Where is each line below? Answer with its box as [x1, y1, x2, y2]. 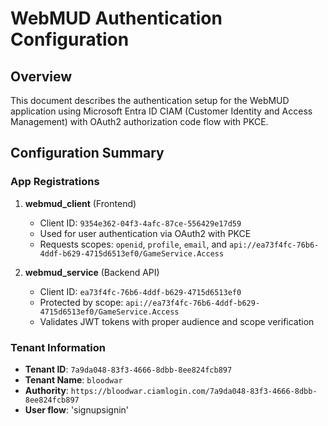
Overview [10, 68, 73, 85]
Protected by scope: [39, 296, 124, 308]
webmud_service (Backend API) [24, 266, 160, 278]
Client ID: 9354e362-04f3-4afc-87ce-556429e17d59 [39, 217, 242, 229]
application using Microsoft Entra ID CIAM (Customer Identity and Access [10, 105, 313, 117]
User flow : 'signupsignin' [24, 403, 130, 416]
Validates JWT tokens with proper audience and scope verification [39, 315, 315, 327]
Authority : [24, 384, 69, 396]
